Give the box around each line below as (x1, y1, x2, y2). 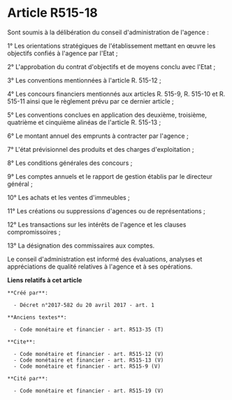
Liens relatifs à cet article (7, 276, 82, 284)
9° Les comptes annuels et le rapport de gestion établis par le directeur (7, 172, 213, 180)
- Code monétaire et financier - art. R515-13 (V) (13, 357, 164, 364)
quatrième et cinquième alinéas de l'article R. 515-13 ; (7, 117, 161, 127)
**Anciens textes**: (7, 313, 68, 321)
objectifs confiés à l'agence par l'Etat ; (7, 49, 118, 57)
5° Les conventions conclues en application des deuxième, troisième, (7, 110, 208, 119)
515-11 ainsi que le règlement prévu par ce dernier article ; (7, 97, 175, 106)
